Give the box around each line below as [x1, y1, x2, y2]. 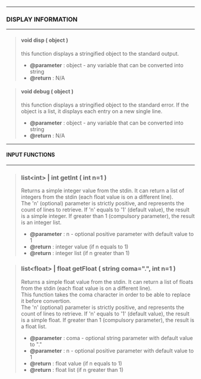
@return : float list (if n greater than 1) [29, 366, 124, 373]
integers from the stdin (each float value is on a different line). [20, 193, 173, 201]
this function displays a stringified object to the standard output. [20, 50, 179, 57]
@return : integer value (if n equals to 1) [29, 243, 129, 250]
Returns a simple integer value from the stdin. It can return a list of [20, 187, 184, 195]
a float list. [20, 323, 47, 330]
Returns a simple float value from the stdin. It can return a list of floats [20, 278, 193, 285]
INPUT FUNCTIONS [6, 151, 55, 159]
